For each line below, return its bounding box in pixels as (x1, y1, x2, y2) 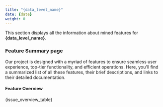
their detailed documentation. (5, 74, 66, 80)
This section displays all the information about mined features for (5, 30, 138, 36)
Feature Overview (5, 86, 43, 92)
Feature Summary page (5, 47, 63, 54)
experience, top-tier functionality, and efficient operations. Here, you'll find (5, 64, 159, 70)
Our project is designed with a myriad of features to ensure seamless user (5, 59, 157, 65)
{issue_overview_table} (5, 97, 53, 103)
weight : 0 (5, 16, 26, 21)
